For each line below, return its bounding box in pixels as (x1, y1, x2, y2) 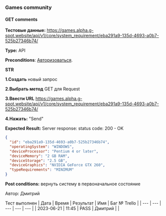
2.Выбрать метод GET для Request (5, 86, 80, 92)
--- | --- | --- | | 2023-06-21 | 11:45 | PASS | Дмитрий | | (5, 206, 120, 211)
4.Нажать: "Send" (5, 116, 44, 122)
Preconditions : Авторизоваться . (5, 57, 73, 63)
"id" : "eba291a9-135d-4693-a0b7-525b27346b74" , (9, 140, 110, 144)
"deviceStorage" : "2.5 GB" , (9, 158, 68, 163)
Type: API (5, 48, 26, 54)
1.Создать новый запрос (5, 76, 58, 82)
